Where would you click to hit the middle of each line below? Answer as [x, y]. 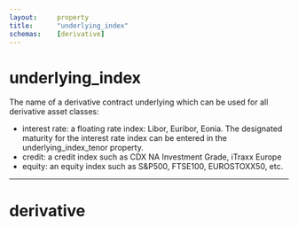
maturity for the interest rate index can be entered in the [125, 138]
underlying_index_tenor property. [82, 148]
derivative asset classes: [54, 112]
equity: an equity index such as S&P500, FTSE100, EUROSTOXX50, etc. [153, 167]
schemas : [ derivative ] [57, 34]
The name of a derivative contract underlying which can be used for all [139, 102]
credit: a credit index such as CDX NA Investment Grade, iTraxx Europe [152, 157]
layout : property [49, 17]
